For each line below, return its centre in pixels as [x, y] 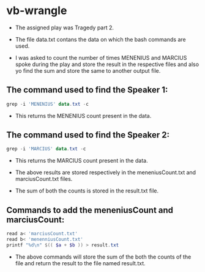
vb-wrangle [37, 11]
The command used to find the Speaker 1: [87, 90]
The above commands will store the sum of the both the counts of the [103, 257]
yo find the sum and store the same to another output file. [88, 70]
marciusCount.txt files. [44, 179]
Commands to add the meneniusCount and [90, 210]
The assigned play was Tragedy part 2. [65, 28]
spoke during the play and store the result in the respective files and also [107, 64]
